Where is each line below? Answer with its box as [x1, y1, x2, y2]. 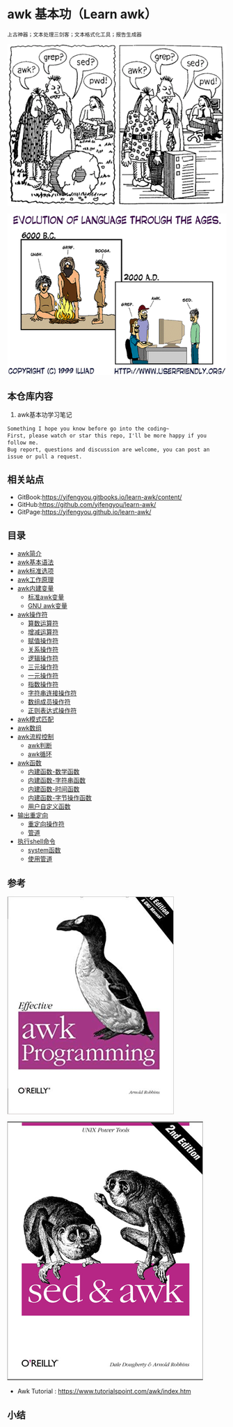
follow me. [7, 439, 39, 446]
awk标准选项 [17, 567, 54, 575]
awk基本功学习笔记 [17, 410, 72, 419]
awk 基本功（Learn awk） [7, 6, 157, 22]
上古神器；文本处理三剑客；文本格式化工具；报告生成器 [7, 31, 143, 38]
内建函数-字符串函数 [27, 776, 86, 785]
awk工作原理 [17, 575, 54, 584]
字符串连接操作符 [27, 689, 77, 697]
